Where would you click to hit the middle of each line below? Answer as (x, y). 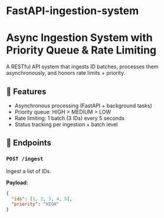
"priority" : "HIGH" (35, 204)
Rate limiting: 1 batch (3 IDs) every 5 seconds (70, 118)
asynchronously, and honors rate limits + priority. (66, 73)
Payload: (17, 182)
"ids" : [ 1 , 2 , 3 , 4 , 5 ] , (42, 199)
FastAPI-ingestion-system (73, 11)
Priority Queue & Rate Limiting (81, 50)
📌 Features (26, 92)
